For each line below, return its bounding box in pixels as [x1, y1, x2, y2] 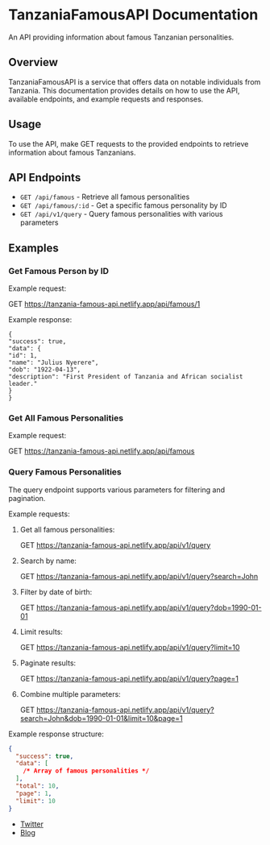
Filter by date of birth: [19, 586, 93, 597]
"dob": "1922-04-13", [8, 366, 81, 374]
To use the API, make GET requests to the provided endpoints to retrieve [8, 139, 249, 148]
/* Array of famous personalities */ [23, 767, 150, 775]
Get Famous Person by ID [8, 265, 110, 276]
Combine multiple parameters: [19, 689, 121, 698]
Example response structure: [8, 729, 105, 739]
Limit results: [19, 627, 63, 636]
